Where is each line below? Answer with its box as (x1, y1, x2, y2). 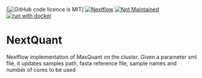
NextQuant (6, 33, 62, 47)
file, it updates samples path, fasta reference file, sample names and (6, 59, 177, 67)
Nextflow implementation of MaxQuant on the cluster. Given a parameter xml (6, 53, 197, 60)
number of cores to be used (6, 66, 76, 73)
